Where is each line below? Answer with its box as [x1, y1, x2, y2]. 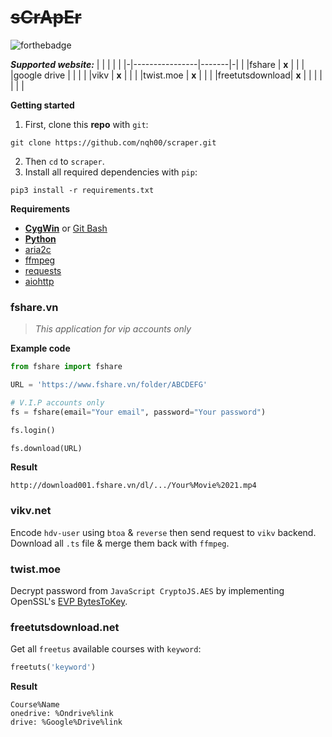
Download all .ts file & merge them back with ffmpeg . [10, 537, 230, 549]
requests [24, 264, 62, 276]
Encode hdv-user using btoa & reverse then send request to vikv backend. [10, 526, 317, 538]
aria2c [24, 243, 52, 255]
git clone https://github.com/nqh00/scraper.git [10, 137, 217, 148]
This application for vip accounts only [34, 323, 192, 335]
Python [24, 232, 57, 245]
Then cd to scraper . [24, 155, 105, 167]
